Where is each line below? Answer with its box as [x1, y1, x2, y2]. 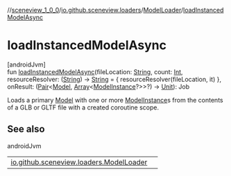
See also [7, 123, 45, 135]
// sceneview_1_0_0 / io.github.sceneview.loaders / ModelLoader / [7, 6, 184, 14]
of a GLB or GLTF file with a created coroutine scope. [7, 103, 160, 112]
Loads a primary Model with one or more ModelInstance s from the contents [7, 96, 223, 104]
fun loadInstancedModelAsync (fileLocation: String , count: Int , [7, 67, 183, 76]
